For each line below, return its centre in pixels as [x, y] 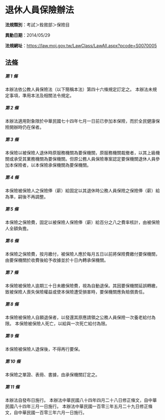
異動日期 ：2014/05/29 [28, 35]
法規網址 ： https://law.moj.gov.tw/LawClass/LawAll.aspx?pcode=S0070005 [81, 45]
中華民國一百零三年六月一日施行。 [52, 412]
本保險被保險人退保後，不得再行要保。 [44, 349]
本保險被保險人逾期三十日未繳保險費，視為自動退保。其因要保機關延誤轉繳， [82, 286]
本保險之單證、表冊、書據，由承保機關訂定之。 [52, 375]
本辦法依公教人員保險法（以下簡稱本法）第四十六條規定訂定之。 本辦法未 [79, 90]
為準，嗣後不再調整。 [27, 197]
